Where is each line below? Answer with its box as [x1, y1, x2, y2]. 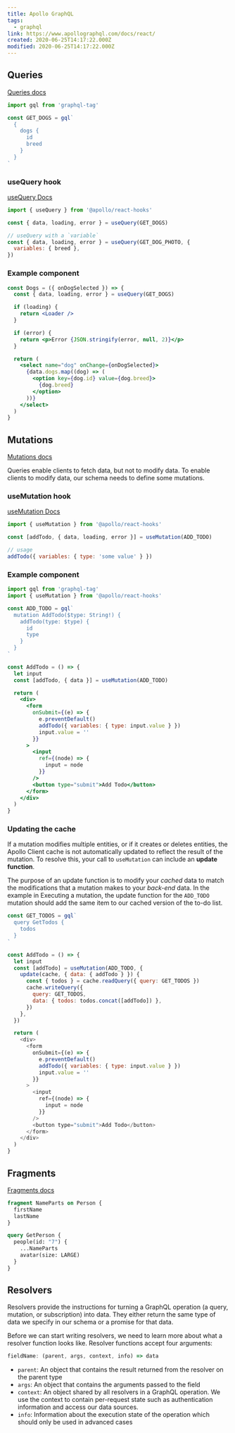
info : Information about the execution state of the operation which [17, 1410, 210, 1419]
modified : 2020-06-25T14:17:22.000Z [7, 43, 115, 50]
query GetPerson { [7, 1232, 61, 1239]
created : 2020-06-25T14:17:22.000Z [7, 37, 112, 44]
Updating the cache [7, 824, 76, 834]
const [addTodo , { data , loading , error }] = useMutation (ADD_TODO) [7, 534, 212, 541]
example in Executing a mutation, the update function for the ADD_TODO [7, 891, 210, 900]
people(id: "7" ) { [13, 1238, 68, 1245]
